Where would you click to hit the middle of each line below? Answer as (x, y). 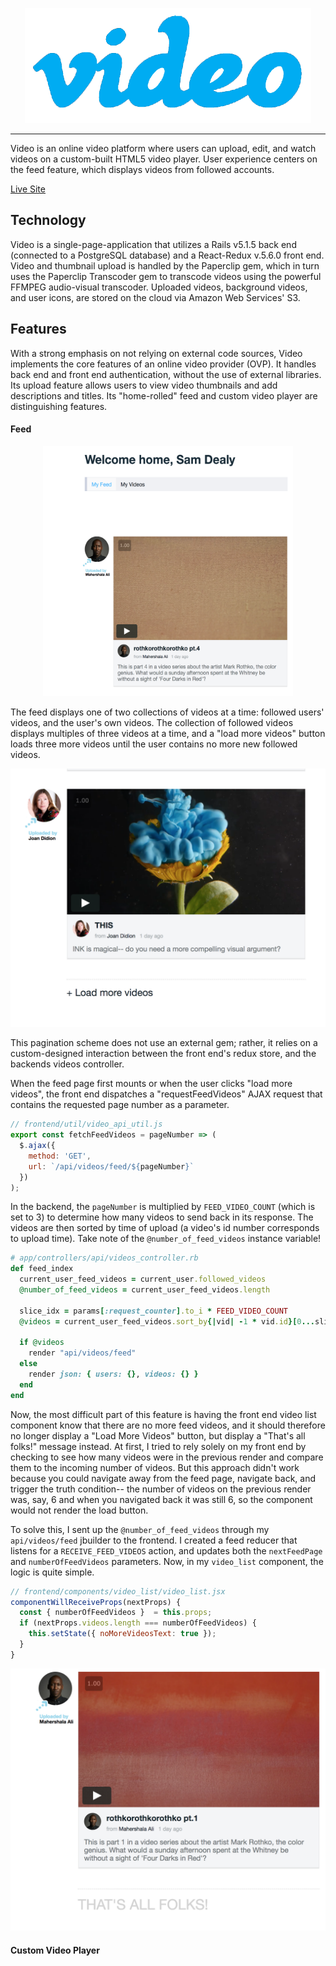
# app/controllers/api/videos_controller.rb (104, 1258)
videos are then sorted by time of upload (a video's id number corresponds (165, 1228)
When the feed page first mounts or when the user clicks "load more (151, 1084)
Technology (48, 220)
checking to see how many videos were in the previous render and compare (167, 1457)
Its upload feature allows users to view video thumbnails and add (144, 385)
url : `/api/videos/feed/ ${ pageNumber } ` (111, 1166)
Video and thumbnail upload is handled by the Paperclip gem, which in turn (165, 265)
